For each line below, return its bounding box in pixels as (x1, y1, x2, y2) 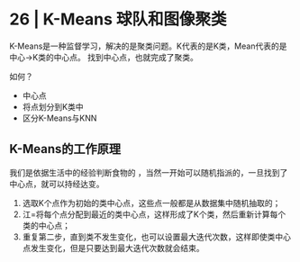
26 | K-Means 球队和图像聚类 (9, 9, 227, 30)
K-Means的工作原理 (9, 141, 122, 157)
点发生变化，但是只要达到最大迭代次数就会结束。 (22, 242, 205, 253)
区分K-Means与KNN (22, 113, 97, 123)
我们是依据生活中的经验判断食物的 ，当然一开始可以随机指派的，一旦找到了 (9, 167, 288, 177)
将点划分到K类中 (22, 101, 84, 112)
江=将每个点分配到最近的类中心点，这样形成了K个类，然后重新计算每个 (22, 209, 286, 220)
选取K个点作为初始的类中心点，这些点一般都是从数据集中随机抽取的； (22, 197, 281, 208)
